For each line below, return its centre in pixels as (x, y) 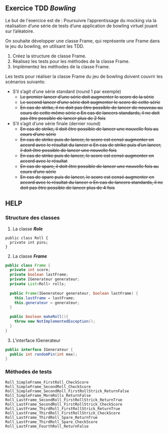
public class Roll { (27, 238)
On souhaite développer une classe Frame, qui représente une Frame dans (82, 41)
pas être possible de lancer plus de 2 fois (63, 118)
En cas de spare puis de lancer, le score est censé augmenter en (87, 177)
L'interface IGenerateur (36, 340)
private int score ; (30, 270)
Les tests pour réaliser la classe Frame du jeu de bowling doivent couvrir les (84, 76)
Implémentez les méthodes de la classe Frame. (61, 66)
